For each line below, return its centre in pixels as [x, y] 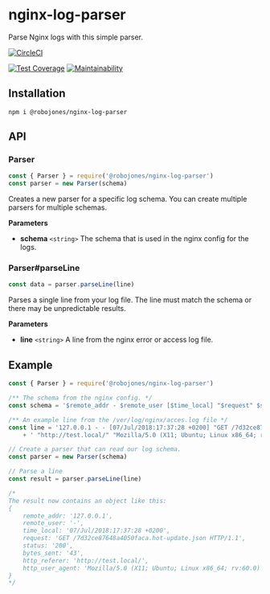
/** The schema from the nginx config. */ [80, 398]
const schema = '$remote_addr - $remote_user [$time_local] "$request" [131, 405]
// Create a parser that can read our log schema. [95, 449]
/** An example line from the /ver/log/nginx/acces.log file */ [118, 420]
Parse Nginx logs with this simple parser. [76, 37]
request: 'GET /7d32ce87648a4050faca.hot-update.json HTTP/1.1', [135, 539]
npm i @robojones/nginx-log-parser [68, 112]
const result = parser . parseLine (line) [75, 479]
